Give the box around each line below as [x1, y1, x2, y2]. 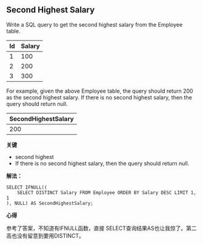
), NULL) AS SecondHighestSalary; [6, 200, 94, 206]
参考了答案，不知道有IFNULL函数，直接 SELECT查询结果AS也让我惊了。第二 [6, 224, 197, 232]
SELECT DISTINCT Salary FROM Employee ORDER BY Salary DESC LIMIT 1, [17, 189, 197, 196]
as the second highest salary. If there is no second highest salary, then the [6, 93, 192, 101]
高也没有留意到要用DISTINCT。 [6, 232, 85, 239]
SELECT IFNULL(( [6, 184, 47, 190]
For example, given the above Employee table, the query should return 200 [6, 87, 193, 95]
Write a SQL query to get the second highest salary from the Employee [6, 21, 183, 28]
